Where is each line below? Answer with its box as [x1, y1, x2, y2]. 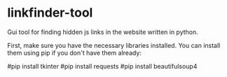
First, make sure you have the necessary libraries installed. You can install [7, 41, 221, 49]
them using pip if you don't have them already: [7, 49, 142, 57]
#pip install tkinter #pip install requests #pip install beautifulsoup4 [7, 62, 198, 70]
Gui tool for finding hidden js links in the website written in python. [7, 28, 198, 36]
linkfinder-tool [7, 5, 93, 21]
